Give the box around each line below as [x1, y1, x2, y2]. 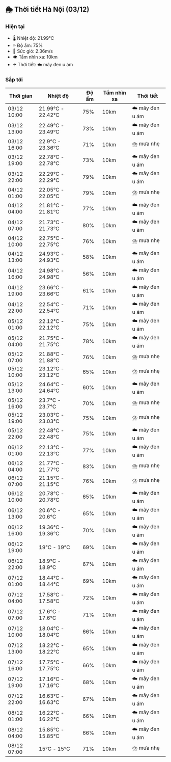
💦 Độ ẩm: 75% [12, 42, 43, 48]
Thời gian [9, 92, 33, 99]
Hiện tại [5, 23, 25, 30]
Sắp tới [5, 76, 23, 83]
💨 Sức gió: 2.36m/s [12, 48, 53, 54]
